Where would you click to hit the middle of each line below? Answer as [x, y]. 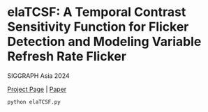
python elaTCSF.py [34, 102]
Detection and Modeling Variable [104, 42]
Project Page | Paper [37, 89]
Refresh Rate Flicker [67, 57]
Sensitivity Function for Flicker [98, 27]
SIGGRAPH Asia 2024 [38, 75]
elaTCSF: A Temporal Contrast [97, 12]
